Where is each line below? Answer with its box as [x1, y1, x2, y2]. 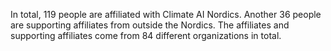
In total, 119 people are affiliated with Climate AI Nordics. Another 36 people [10, 9, 322, 20]
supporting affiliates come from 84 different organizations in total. [10, 30, 282, 41]
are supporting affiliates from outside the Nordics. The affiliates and [10, 19, 290, 31]
